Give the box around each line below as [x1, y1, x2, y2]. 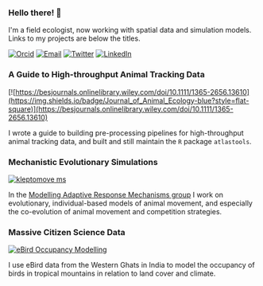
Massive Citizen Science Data [8, 226, 126, 237]
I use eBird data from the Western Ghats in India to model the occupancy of [8, 261, 256, 270]
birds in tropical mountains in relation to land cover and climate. [8, 268, 216, 278]
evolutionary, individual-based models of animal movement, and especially [8, 198, 253, 208]
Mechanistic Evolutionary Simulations [8, 156, 158, 167]
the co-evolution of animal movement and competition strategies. [8, 206, 222, 216]
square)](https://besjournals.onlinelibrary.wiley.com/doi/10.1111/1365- [8, 104, 234, 114]
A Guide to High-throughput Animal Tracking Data [8, 69, 205, 80]
